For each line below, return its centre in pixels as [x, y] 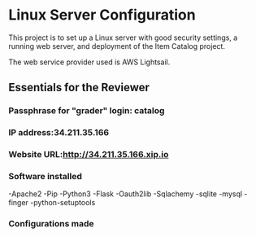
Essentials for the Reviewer [79, 88]
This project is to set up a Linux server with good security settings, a [123, 37]
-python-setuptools [63, 203]
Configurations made [52, 224]
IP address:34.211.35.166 [59, 133]
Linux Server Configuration [102, 15]
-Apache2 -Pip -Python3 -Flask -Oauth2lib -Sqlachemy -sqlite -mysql [125, 194]
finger [18, 203]
